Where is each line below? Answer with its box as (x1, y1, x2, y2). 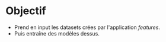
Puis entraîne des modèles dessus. (14, 30, 100, 37)
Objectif (5, 4, 46, 18)
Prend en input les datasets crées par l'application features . (14, 24, 161, 31)
